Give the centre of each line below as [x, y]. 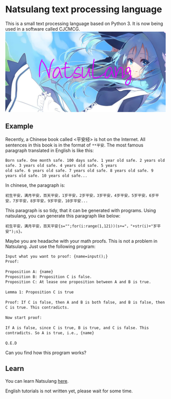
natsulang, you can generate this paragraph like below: [63, 216]
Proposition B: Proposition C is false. [49, 277]
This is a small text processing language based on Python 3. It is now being [84, 23]
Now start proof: [24, 317]
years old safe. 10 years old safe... [46, 176]
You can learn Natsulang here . [37, 381]
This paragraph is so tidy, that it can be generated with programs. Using [81, 210]
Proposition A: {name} [29, 271]
